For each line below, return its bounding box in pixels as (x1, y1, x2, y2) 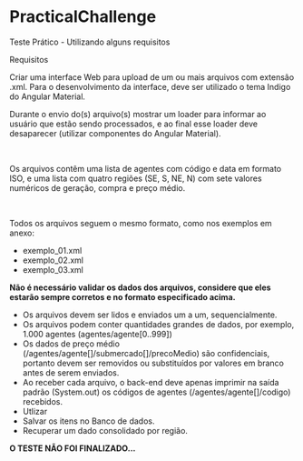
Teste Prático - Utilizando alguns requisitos (9, 36, 171, 47)
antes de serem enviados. (22, 366, 120, 378)
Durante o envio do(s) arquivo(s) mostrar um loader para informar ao (9, 108, 267, 119)
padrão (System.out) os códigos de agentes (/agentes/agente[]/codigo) (22, 386, 291, 397)
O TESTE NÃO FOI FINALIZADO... (9, 443, 136, 454)
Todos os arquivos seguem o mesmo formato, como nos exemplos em (9, 217, 272, 228)
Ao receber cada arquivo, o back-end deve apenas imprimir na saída (22, 376, 279, 387)
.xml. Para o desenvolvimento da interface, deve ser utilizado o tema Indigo (9, 81, 291, 92)
